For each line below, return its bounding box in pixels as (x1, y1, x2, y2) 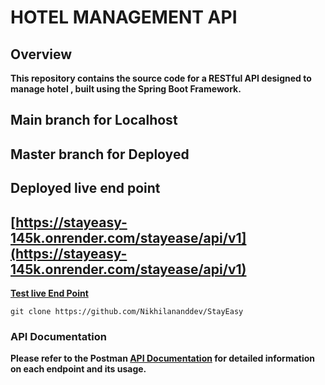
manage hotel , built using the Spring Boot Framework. (10, 83, 242, 95)
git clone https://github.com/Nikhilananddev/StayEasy (10, 306, 244, 316)
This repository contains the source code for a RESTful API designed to (10, 72, 312, 84)
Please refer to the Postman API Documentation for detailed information (10, 352, 316, 365)
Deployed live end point (10, 180, 161, 197)
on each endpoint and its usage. (10, 363, 147, 375)
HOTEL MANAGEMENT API (10, 6, 238, 29)
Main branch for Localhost (10, 112, 178, 129)
